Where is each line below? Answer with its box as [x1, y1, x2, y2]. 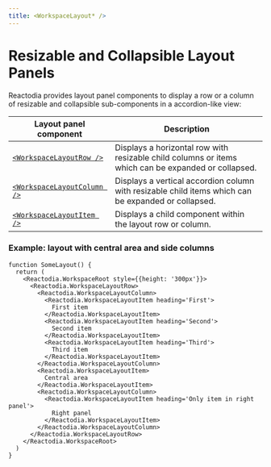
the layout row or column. [115, 219, 211, 230]
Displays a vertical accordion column [115, 175, 255, 186]
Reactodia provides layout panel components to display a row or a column [8, 90, 254, 100]
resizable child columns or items [115, 152, 238, 163]
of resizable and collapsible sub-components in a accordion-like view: [8, 98, 242, 109]
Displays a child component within [115, 208, 244, 219]
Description [164, 123, 210, 134]
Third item [51, 345, 89, 353]
